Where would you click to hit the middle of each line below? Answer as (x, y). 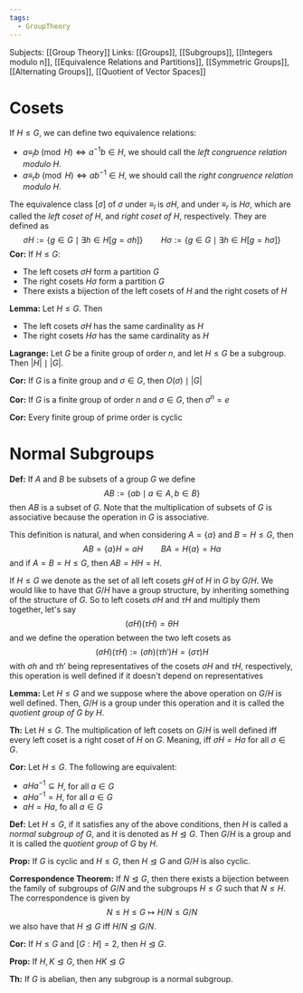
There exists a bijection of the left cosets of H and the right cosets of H (155, 291)
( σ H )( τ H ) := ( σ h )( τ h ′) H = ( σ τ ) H (152, 652)
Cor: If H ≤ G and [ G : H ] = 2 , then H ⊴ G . (88, 944)
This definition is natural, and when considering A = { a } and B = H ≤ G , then (151, 534)
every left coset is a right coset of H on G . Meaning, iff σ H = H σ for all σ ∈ (148, 739)
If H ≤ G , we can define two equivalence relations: (103, 133)
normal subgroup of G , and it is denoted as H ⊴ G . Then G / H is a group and (150, 834)
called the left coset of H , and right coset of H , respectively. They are (138, 216)
